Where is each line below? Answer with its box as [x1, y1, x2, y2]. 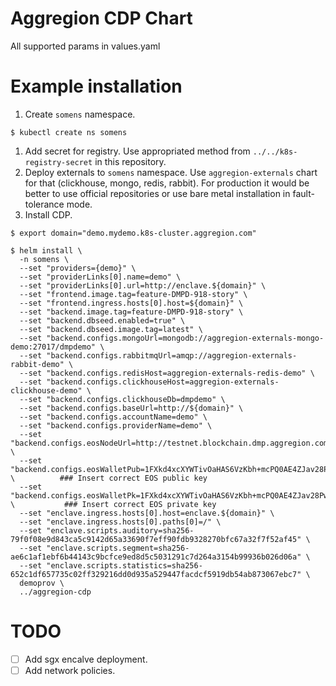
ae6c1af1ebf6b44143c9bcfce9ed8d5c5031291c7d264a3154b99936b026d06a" [10, 552, 302, 562]
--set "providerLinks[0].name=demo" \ [19, 272, 182, 282]
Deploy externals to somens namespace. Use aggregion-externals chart [24, 166, 318, 178]
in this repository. [94, 155, 167, 167]
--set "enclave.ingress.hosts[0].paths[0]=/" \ [19, 517, 222, 527]
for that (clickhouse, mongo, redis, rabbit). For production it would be [24, 177, 310, 189]
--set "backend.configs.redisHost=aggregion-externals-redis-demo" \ [19, 368, 315, 378]
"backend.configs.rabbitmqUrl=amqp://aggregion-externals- [46, 350, 298, 361]
